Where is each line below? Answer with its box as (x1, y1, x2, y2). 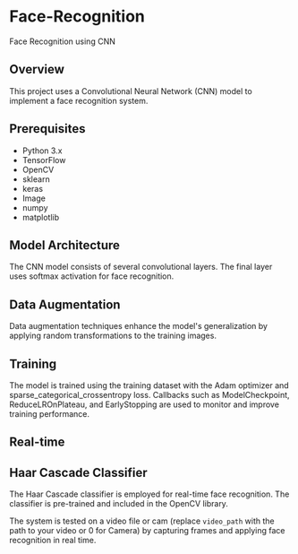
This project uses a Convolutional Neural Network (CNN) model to (9, 85, 252, 96)
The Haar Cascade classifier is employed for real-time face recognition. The (9, 489, 290, 499)
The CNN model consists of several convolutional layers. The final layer (9, 262, 273, 273)
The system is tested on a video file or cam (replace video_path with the (9, 515, 275, 526)
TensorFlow (21, 154, 66, 165)
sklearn (21, 173, 51, 185)
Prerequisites (9, 121, 86, 136)
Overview (9, 62, 65, 77)
